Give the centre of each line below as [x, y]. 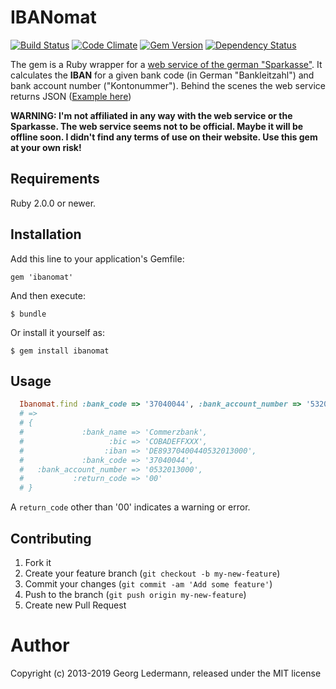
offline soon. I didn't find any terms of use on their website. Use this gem [164, 137]
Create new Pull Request [75, 605]
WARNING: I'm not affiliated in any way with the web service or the [151, 115]
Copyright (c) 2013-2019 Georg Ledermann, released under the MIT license [166, 673]
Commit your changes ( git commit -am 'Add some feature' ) [148, 583]
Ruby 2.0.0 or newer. [53, 203]
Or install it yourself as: [57, 332]
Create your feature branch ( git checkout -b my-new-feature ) [152, 573]
